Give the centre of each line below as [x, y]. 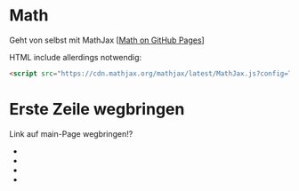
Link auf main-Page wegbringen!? [71, 133]
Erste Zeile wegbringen [97, 109]
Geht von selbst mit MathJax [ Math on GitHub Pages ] [107, 40]
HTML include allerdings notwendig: [76, 57]
